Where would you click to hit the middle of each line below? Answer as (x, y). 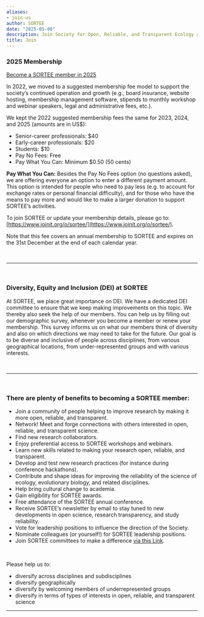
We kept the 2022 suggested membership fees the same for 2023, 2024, (98, 118)
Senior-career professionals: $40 (56, 136)
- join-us (19, 18)
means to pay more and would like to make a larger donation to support (96, 200)
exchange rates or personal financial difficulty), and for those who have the (100, 193)
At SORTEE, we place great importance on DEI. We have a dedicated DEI (97, 301)
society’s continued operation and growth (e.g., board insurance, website (98, 93)
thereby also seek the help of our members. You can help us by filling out (98, 314)
